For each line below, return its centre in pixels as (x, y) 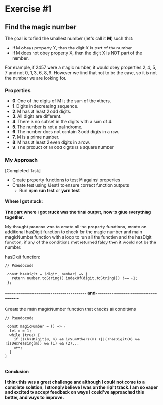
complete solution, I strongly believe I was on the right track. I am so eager (81, 387)
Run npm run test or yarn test (49, 190)
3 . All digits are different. (37, 116)
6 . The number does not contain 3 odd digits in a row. (66, 132)
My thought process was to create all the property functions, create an (76, 227)
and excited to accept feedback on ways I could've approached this (74, 392)
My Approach (21, 160)
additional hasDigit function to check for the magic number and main (73, 232)
